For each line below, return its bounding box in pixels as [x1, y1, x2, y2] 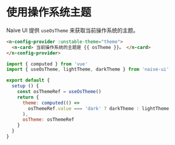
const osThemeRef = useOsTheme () [17, 89, 102, 95]
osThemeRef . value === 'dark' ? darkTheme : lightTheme [28, 105, 170, 112]
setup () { [12, 83, 39, 89]
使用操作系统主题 [6, 5, 92, 19]
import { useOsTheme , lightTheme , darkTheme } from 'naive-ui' [6, 66, 170, 72]
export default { [6, 77, 50, 83]
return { [17, 94, 39, 100]
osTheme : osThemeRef [22, 117, 74, 123]
